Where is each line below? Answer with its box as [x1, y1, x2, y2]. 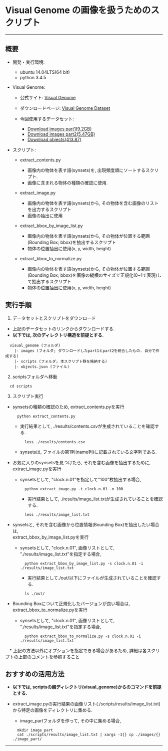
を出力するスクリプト [27, 206, 71, 212]
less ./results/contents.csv [24, 439, 85, 444]
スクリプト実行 [12, 393, 43, 399]
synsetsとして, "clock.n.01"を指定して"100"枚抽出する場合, [19, 476, 141, 482]
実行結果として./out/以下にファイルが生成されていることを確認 [27, 575, 156, 581]
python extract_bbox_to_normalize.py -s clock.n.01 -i [24, 634, 141, 639]
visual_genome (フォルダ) [9, 343, 61, 348]
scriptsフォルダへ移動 [12, 373, 57, 380]
